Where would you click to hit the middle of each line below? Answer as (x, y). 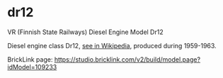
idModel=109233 (32, 67)
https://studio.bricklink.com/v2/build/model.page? (127, 59)
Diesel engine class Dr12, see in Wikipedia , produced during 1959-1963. (112, 45)
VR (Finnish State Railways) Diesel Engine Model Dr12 (86, 32)
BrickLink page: (30, 59)
